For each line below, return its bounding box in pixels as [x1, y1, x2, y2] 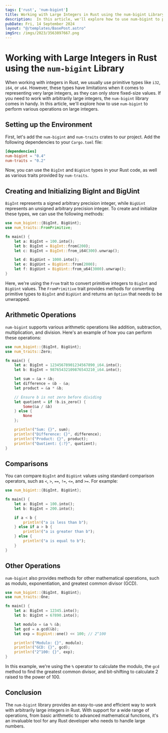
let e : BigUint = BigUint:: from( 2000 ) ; [14, 262, 97, 267]
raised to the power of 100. [5, 674, 61, 680]
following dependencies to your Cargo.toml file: [5, 139, 103, 145]
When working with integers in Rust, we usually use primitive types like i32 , [5, 79, 161, 85]
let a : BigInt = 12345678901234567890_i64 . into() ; [14, 362, 122, 368]
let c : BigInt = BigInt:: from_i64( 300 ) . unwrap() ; [14, 248, 120, 253]
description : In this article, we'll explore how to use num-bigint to [5, 17, 160, 22]
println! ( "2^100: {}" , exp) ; [14, 649, 75, 655]
